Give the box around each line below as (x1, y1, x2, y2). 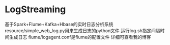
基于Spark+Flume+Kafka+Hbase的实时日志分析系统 (5, 21, 114, 27)
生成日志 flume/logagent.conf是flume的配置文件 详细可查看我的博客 (9, 34, 151, 40)
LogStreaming (5, 4, 66, 15)
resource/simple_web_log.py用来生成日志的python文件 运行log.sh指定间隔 (5, 27, 161, 34)
